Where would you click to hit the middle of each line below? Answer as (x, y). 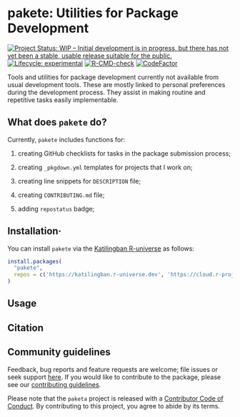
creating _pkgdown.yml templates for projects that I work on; (105, 167)
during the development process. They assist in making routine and (106, 92)
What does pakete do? (57, 122)
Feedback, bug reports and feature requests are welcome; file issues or (112, 369)
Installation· (35, 231)
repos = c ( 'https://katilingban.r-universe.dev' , (89, 275)
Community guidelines (59, 352)
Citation (26, 327)
